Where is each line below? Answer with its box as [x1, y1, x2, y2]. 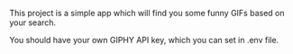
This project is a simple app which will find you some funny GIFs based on [9, 8, 285, 18]
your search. [9, 17, 57, 28]
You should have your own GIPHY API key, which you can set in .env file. [9, 35, 279, 45]
